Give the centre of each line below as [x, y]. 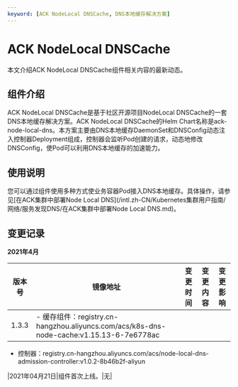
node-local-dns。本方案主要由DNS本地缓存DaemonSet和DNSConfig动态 [113, 130]
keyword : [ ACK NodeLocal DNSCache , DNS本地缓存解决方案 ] [89, 14]
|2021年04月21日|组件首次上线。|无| [60, 376]
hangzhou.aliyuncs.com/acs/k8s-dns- [101, 326]
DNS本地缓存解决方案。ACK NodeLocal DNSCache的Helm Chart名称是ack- [117, 121]
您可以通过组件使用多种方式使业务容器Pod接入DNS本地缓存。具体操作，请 [116, 191]
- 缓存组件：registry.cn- [77, 317]
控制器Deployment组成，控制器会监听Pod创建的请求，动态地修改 [108, 139]
